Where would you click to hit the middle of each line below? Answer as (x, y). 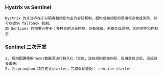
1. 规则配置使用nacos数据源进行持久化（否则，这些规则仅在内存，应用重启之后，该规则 (81, 58)
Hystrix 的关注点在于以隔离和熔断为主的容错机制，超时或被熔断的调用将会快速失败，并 (81, 19)
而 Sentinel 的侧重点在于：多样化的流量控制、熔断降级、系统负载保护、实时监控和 (78, 29)
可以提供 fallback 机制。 (29, 23)
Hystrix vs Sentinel (28, 7)
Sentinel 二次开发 (26, 47)
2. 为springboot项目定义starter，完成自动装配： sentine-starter (68, 69)
